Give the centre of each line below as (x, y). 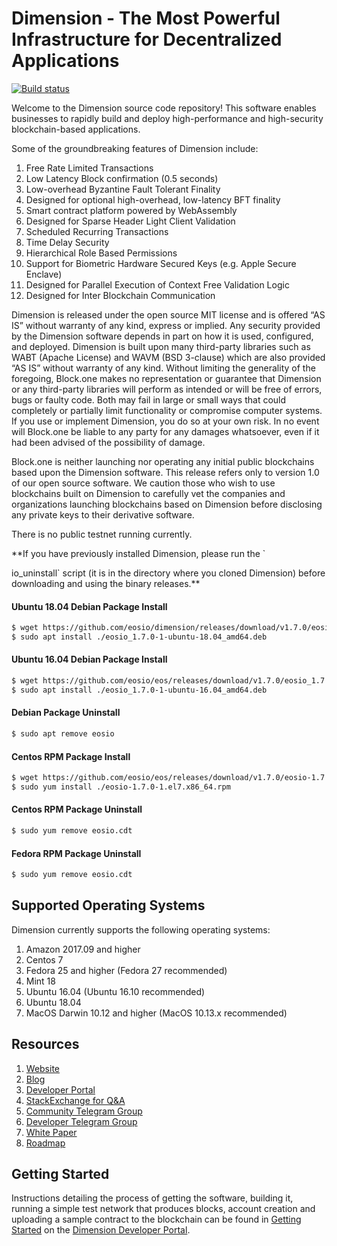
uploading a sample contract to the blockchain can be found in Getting (156, 1219)
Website (43, 1068)
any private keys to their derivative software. (103, 514)
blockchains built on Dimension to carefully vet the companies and (148, 493)
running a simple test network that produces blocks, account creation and (163, 1209)
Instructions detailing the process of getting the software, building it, (152, 1198)
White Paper (51, 1132)
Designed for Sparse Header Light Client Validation (130, 221)
